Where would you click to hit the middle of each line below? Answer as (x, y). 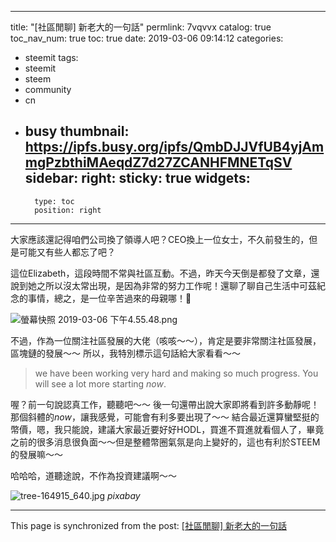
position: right (68, 210)
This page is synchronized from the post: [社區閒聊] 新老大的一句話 (148, 525)
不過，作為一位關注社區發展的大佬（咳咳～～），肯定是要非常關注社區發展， (166, 340)
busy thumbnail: (77, 131)
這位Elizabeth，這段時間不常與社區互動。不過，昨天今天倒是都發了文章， (161, 273)
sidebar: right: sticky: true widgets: (137, 178)
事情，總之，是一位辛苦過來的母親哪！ (109, 298)
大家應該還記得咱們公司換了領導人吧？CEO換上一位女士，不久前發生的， (160, 239)
